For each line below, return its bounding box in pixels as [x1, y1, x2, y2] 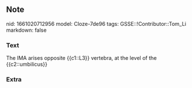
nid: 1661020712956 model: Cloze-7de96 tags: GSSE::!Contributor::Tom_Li [6, 20, 187, 27]
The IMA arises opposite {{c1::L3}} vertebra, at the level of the [6, 55, 157, 62]
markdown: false [6, 26, 47, 33]
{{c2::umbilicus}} [6, 61, 48, 68]
